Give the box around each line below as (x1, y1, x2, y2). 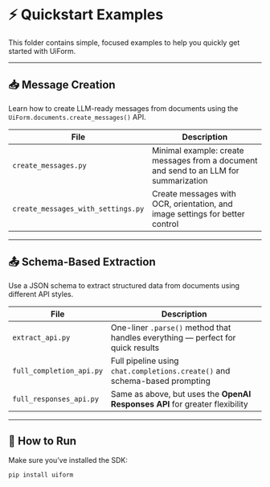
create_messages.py (12, 161, 87, 170)
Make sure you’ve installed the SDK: (8, 456, 129, 465)
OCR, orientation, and (151, 198, 233, 209)
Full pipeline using (111, 355, 179, 366)
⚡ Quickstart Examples (8, 6, 164, 24)
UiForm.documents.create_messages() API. (8, 112, 146, 122)
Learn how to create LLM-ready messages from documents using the (8, 103, 239, 113)
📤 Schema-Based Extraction (8, 255, 157, 269)
